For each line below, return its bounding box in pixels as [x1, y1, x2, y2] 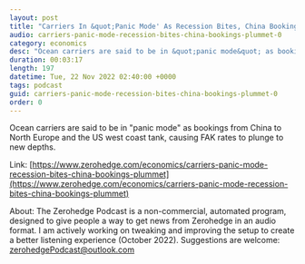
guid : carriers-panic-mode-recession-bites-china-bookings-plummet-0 [9, 89, 279, 98]
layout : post [9, 13, 59, 23]
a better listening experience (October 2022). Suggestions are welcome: [9, 235, 280, 246]
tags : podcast [9, 81, 64, 90]
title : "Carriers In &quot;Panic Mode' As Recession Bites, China [9, 22, 266, 31]
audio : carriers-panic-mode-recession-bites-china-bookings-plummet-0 [9, 30, 282, 39]
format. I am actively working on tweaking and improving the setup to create [9, 225, 295, 236]
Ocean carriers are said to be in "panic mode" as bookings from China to [9, 122, 282, 133]
